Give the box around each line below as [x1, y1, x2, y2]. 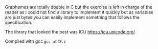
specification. [5, 19, 33, 25]
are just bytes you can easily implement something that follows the [5, 15, 139, 20]
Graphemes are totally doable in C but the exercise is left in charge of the [5, 4, 153, 10]
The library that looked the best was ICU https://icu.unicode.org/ [5, 29, 135, 34]
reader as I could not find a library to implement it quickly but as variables [5, 9, 153, 15]
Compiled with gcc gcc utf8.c [5, 38, 66, 44]
